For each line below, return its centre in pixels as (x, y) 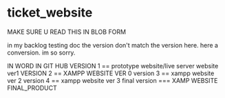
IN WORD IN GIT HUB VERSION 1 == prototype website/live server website (113, 66)
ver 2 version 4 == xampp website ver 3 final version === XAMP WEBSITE (112, 80)
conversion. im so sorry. (41, 52)
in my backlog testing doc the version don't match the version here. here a (113, 45)
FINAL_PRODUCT (32, 88)
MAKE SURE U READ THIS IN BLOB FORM (66, 32)
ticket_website (50, 13)
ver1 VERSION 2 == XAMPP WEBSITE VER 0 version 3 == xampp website (111, 73)
